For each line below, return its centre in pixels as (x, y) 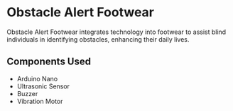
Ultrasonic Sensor (43, 86)
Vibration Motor (40, 101)
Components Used (49, 62)
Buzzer (27, 93)
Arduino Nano (37, 78)
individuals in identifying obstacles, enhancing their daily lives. (98, 39)
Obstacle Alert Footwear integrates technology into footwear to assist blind (116, 32)
